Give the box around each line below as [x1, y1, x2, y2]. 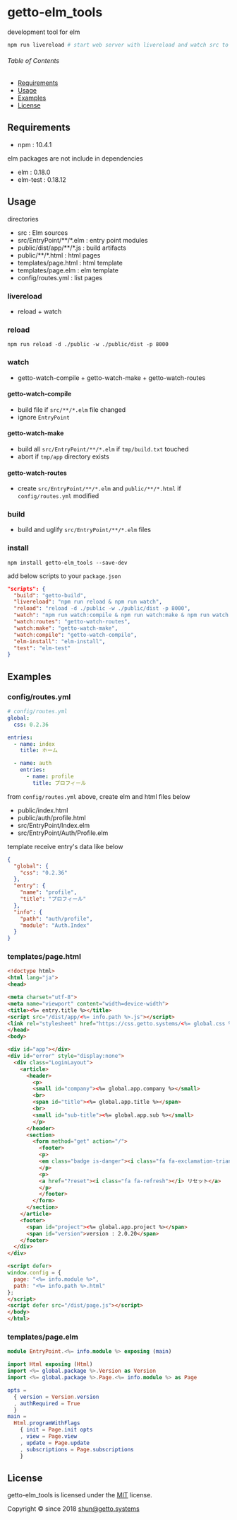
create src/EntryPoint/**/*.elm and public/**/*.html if [17, 484, 181, 493]
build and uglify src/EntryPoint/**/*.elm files [17, 525, 152, 534]
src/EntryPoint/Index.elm [17, 821, 90, 829]
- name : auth [13, 760, 52, 767]
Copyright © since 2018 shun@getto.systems [7, 1504, 140, 1513]
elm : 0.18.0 [17, 168, 51, 176]
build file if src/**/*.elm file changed [17, 405, 126, 414]
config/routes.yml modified [17, 492, 99, 500]
